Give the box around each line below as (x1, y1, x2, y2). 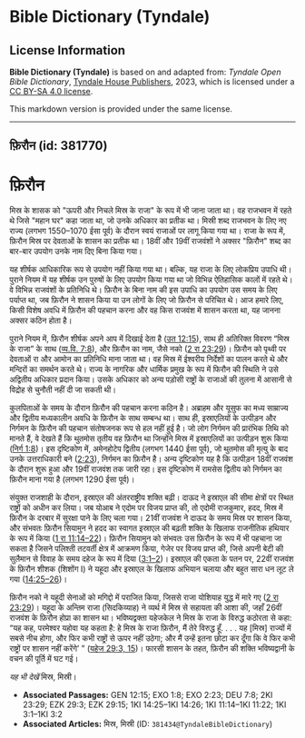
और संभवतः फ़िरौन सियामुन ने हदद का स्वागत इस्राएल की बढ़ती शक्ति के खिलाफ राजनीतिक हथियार (9, 523, 290, 534)
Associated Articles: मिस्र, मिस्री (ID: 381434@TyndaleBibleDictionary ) (22, 719, 273, 730)
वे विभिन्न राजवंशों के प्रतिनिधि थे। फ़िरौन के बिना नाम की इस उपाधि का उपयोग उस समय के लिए (9, 284, 278, 296)
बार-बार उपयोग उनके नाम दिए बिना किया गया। (9, 246, 143, 257)
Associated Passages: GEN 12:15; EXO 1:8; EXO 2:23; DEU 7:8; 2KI (22, 690, 273, 701)
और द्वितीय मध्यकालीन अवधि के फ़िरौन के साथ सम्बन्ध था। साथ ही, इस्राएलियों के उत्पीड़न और (9, 413, 277, 424)
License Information (9, 43, 125, 58)
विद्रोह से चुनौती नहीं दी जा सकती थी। (9, 384, 117, 396)
